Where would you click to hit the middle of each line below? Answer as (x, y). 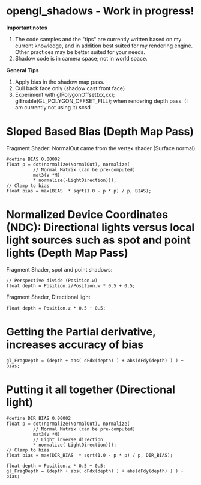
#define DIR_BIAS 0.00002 (38, 418)
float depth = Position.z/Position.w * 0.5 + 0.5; (71, 286)
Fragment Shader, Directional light (48, 297)
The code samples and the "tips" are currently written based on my (98, 39)
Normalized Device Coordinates (87, 215)
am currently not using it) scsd (53, 107)
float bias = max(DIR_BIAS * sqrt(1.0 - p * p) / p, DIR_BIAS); (89, 455)
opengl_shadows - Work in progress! (100, 11)
